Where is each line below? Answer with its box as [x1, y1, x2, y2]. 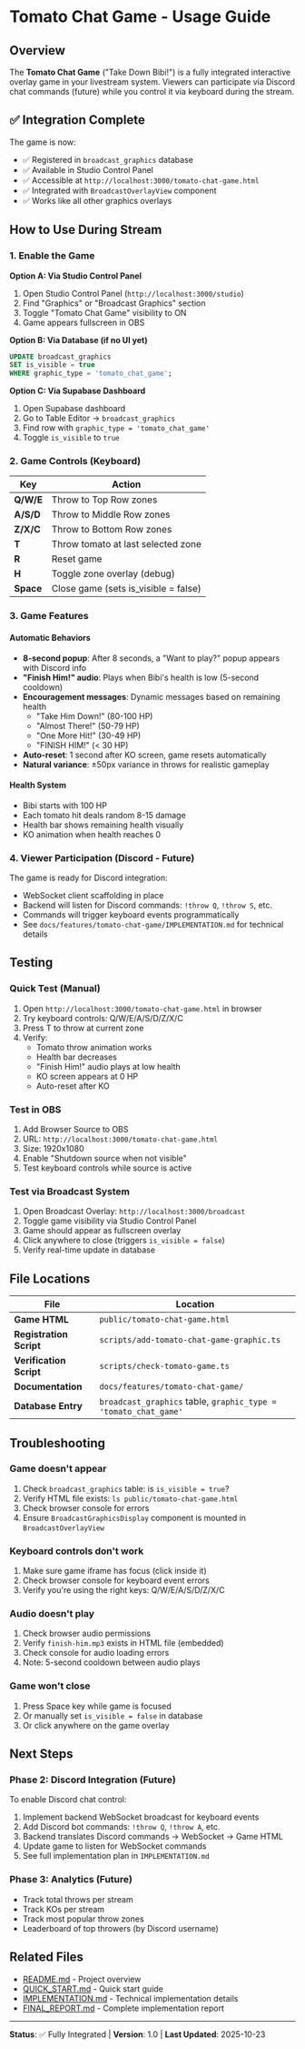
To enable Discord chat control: [9, 1794, 127, 1805]
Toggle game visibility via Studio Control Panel [22, 1215, 197, 1226]
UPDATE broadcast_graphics [9, 352, 112, 361]
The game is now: [9, 137, 76, 147]
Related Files [9, 1950, 84, 1965]
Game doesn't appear [9, 1463, 107, 1476]
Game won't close [9, 1679, 91, 1692]
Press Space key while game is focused [22, 1700, 172, 1711]
